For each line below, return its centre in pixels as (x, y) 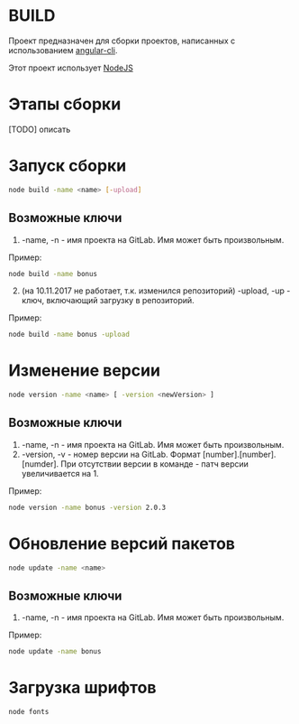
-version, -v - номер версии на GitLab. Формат (111, 454)
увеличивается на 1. (60, 473)
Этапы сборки (65, 104)
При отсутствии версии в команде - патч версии (155, 464)
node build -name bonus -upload (69, 335)
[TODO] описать (40, 129)
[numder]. (40, 464)
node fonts (29, 712)
